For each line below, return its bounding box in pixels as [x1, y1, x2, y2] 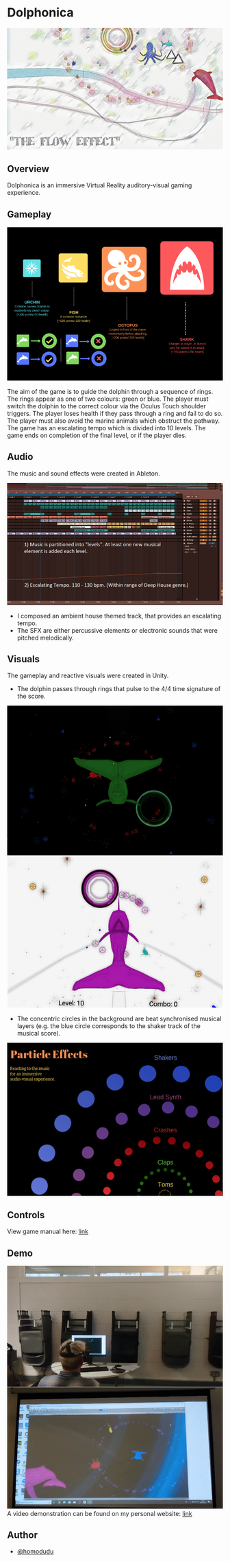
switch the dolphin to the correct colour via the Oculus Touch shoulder [7, 401, 207, 410]
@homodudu [16, 1548, 54, 1556]
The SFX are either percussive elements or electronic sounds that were [16, 626, 218, 634]
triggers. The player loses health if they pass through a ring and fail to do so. [7, 409, 223, 417]
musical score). [16, 1029, 61, 1037]
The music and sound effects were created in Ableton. [7, 469, 160, 478]
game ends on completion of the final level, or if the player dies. [7, 431, 187, 439]
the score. [16, 692, 46, 701]
